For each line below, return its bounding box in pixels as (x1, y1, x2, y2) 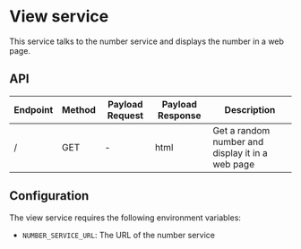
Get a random (212, 124, 271, 136)
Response (158, 109, 202, 122)
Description (224, 103, 276, 116)
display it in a (212, 146, 268, 159)
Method (61, 103, 97, 116)
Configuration (9, 188, 90, 203)
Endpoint (13, 103, 54, 116)
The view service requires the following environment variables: (9, 212, 242, 223)
